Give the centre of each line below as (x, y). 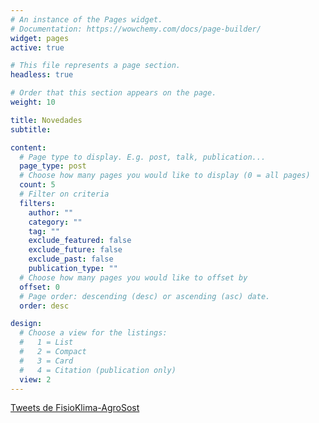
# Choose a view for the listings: (93, 333)
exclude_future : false (75, 250)
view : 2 (35, 379)
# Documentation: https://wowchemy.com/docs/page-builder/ (136, 29)
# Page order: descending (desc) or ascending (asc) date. (145, 296)
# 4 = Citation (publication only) (98, 370)
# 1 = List (46, 342)
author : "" (51, 212)
